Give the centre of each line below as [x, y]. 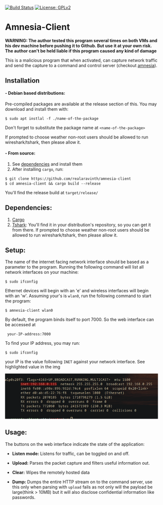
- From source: [20, 153]
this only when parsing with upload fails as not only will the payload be [82, 487]
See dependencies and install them [47, 164]
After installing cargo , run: [38, 169]
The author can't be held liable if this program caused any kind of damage [81, 50]
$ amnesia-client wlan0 [29, 311]
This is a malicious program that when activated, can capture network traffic [81, 60]
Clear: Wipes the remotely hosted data [51, 472]
